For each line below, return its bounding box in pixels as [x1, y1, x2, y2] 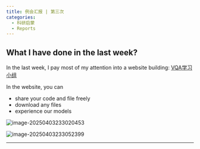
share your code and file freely [14, 95, 90, 102]
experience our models [14, 108, 72, 115]
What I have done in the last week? [6, 47, 138, 57]
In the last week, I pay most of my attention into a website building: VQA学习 [6, 64, 192, 72]
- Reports [11, 25, 36, 32]
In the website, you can [6, 83, 64, 91]
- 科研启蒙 [11, 20, 35, 26]
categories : [6, 14, 36, 20]
